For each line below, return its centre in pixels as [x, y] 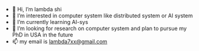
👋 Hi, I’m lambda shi [37, 9]
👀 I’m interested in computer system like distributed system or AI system [102, 16]
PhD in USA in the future [42, 35]
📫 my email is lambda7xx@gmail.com [59, 41]
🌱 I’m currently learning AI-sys [50, 22]
